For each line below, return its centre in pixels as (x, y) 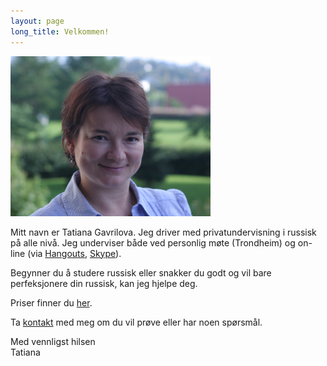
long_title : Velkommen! (60, 31)
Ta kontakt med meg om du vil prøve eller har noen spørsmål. (136, 322)
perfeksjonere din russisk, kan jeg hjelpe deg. (104, 283)
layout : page (37, 21)
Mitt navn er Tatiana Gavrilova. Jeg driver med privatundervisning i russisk (163, 232)
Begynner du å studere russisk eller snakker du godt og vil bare (141, 272)
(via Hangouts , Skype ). (74, 253)
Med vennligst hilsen (53, 341)
